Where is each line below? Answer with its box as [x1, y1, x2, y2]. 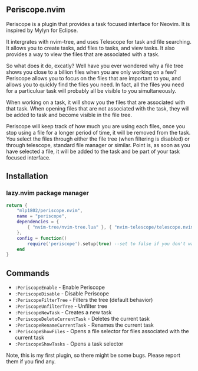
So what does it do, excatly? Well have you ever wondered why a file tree [6, 62, 184, 69]
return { [6, 202, 28, 209]
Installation [6, 171, 48, 181]
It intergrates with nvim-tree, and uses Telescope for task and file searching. [6, 38, 192, 45]
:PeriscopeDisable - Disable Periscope [14, 290, 109, 297]
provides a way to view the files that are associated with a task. [6, 50, 160, 58]
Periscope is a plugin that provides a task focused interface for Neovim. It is [6, 20, 190, 27]
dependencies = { [16, 219, 60, 225]
